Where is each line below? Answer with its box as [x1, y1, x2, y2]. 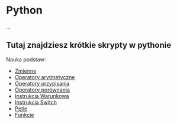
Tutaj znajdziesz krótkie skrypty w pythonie [6, 40, 172, 50]
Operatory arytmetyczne [14, 73, 75, 80]
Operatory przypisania [14, 80, 70, 87]
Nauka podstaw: [6, 56, 46, 63]
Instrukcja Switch [14, 99, 57, 106]
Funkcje [14, 111, 34, 118]
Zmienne [14, 67, 37, 74]
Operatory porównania [14, 86, 70, 93]
